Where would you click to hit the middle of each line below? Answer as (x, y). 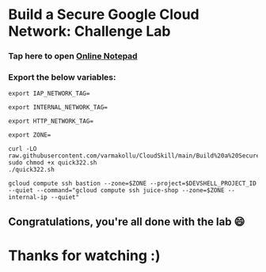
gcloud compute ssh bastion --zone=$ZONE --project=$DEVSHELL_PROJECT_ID (133, 183)
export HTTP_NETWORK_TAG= (51, 121)
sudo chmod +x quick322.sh (53, 163)
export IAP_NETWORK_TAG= (49, 94)
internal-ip (28, 198)
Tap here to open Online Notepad (73, 56)
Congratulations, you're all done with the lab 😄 (127, 222)
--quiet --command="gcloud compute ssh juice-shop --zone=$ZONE (116, 191)
